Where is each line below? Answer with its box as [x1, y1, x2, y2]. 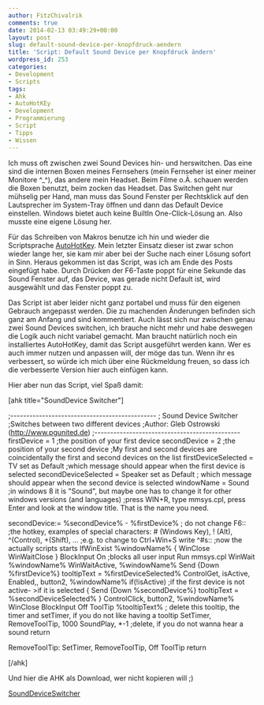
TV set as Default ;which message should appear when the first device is [8, 461, 246, 471]
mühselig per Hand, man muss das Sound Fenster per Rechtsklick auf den [8, 191, 249, 201]
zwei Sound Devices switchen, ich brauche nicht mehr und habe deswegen [8, 323, 253, 332]
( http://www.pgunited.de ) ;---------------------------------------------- [8, 427, 240, 437]
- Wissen [8, 136, 37, 144]
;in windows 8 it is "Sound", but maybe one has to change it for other [8, 486, 232, 496]
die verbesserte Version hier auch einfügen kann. [8, 365, 169, 374]
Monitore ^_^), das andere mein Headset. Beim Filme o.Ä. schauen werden [8, 174, 248, 184]
